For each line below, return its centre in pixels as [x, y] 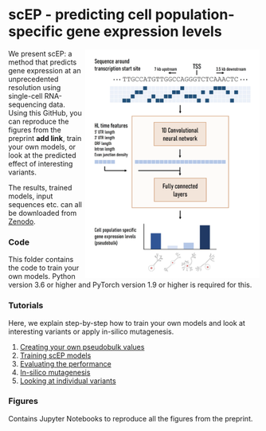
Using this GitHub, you [45, 112]
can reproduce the [39, 121]
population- [195, 15]
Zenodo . [22, 221]
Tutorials [26, 306]
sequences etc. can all [45, 204]
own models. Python [42, 276]
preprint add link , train [45, 138]
